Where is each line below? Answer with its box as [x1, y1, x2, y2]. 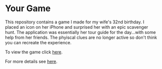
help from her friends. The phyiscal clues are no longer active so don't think [5, 34, 157, 40]
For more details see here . [5, 58, 57, 64]
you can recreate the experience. [5, 39, 72, 45]
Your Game [5, 3, 51, 14]
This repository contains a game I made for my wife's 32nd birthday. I [5, 19, 144, 25]
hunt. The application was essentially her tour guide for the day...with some [5, 29, 156, 35]
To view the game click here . [5, 49, 63, 55]
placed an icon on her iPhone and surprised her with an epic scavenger [5, 24, 148, 30]
